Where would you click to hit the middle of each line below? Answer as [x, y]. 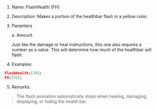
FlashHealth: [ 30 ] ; [23, 73]
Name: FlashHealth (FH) [36, 7]
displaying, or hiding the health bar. [52, 101]
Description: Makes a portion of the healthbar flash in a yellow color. [80, 16]
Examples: [22, 64]
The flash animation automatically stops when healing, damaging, [82, 96]
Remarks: [21, 87]
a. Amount [22, 35]
